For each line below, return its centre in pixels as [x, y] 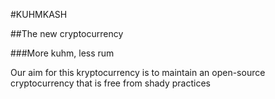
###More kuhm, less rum [62, 53]
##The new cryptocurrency [67, 33]
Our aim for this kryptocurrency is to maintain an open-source [138, 72]
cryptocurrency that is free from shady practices [110, 83]
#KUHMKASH [39, 14]
